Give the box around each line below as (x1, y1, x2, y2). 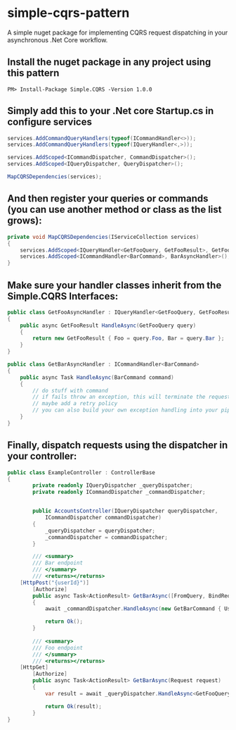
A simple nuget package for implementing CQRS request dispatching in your (7, 28, 228, 37)
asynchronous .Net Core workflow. (7, 35, 108, 44)
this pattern (7, 67, 60, 79)
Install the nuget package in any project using (7, 56, 211, 68)
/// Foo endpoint (32, 644, 83, 651)
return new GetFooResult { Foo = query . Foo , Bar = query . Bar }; (32, 335, 225, 342)
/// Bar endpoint (32, 559, 83, 567)
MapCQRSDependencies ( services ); (7, 173, 102, 180)
